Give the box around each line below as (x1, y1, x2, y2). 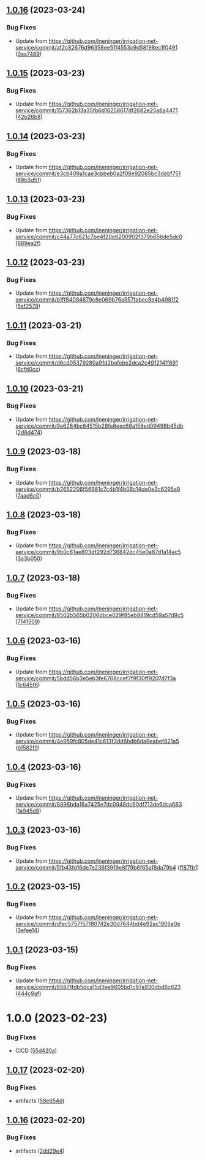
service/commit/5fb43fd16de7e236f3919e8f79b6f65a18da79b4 (15, 863, 176, 871)
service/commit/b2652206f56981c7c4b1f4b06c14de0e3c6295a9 (15, 485, 181, 493)
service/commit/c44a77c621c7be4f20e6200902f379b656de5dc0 (15, 233, 182, 240)
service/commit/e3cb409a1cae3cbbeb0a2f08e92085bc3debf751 (15, 170, 181, 177)
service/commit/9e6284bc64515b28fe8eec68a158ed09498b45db (15, 422, 184, 430)
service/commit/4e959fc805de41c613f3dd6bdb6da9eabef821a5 (15, 738, 179, 745)
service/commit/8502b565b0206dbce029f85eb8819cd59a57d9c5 (15, 611, 184, 618)
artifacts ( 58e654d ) (15, 1097, 65, 1105)
